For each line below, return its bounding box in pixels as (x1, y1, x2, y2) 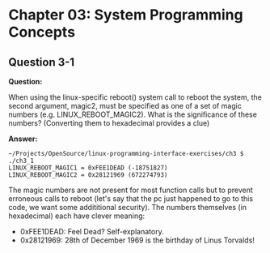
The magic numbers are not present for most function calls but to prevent (8, 185, 253, 195)
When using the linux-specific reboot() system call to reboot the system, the (8, 92, 263, 102)
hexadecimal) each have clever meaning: (8, 211, 146, 221)
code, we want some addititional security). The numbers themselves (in (8, 203, 247, 212)
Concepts (8, 23, 75, 41)
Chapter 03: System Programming (8, 6, 244, 24)
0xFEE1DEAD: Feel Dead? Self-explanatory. (19, 227, 164, 236)
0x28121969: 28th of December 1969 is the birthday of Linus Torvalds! (19, 235, 255, 245)
